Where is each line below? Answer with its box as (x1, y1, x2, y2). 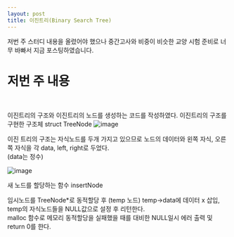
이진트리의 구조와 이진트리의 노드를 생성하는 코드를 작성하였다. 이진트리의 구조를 (7, 111, 227, 120)
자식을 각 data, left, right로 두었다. (14, 143, 110, 152)
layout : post (7, 10, 46, 18)
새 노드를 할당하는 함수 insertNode (7, 181, 103, 190)
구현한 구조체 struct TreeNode (7, 120, 93, 129)
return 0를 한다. (7, 222, 51, 231)
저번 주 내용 (7, 73, 70, 89)
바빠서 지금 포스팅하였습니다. (14, 46, 94, 54)
